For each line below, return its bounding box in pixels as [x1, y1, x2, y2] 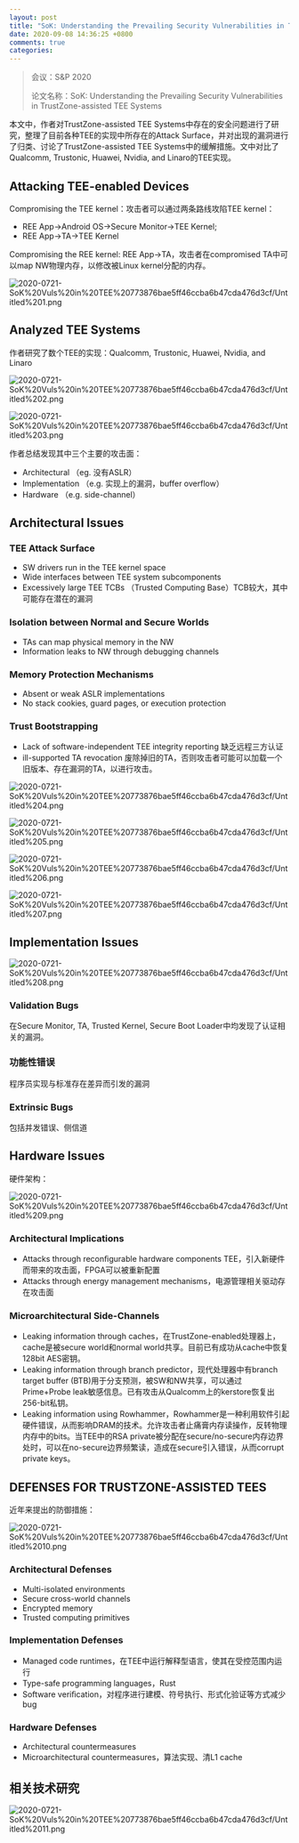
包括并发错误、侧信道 [9, 1122, 87, 1133]
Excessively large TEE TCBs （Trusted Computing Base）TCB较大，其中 [21, 582, 288, 593]
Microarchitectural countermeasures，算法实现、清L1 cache [21, 1752, 243, 1763]
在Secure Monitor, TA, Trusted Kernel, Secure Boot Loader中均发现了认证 [9, 1021, 278, 1031]
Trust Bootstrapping [9, 720, 99, 732]
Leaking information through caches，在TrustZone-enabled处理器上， [21, 1331, 280, 1342]
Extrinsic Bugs [9, 1101, 74, 1113]
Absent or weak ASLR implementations [21, 689, 166, 699]
